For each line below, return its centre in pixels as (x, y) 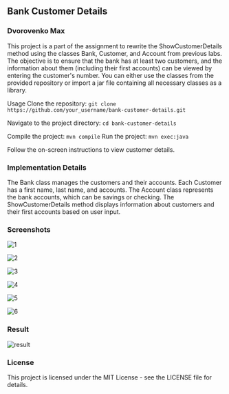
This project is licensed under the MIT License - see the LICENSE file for (109, 377)
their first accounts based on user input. (64, 211)
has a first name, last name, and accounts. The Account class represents (110, 190)
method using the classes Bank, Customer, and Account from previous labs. (115, 53)
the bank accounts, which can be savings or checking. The (91, 197)
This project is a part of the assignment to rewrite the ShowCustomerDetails (115, 46)
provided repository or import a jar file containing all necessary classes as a (115, 83)
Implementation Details (47, 167)
